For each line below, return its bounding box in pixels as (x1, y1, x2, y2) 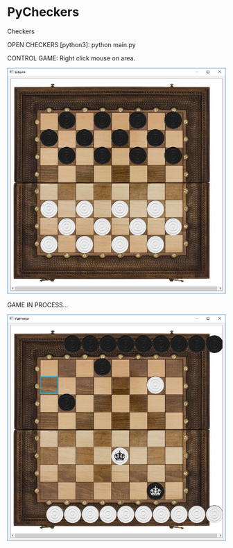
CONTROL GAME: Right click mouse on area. (7, 53, 136, 62)
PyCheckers (7, 4, 80, 20)
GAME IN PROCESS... (7, 301, 69, 309)
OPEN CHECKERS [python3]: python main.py (7, 40, 137, 49)
